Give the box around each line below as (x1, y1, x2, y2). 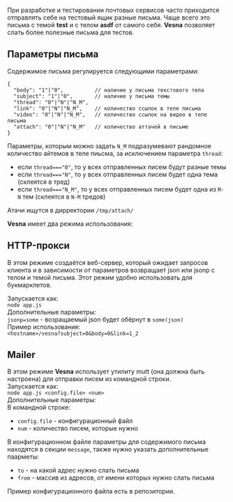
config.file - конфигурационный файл (17, 417, 133, 425)
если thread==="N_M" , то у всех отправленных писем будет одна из (17, 185, 216, 193)
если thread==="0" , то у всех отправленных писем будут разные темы (17, 162, 227, 171)
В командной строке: (7, 403, 71, 412)
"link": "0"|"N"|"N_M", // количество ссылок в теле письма (13, 105, 201, 112)
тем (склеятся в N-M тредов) (22, 192, 106, 201)
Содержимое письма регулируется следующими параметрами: (7, 66, 200, 76)
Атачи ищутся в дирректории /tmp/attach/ (7, 206, 134, 214)
